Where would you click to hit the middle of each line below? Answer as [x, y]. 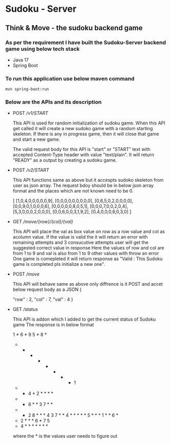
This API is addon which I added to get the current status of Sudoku [84, 319]
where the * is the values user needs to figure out [65, 436]
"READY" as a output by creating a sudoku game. [65, 160]
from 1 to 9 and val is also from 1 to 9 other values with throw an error [86, 253]
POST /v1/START [30, 113]
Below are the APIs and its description [54, 102]
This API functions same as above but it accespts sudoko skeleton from [88, 180]
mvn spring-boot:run [27, 89]
